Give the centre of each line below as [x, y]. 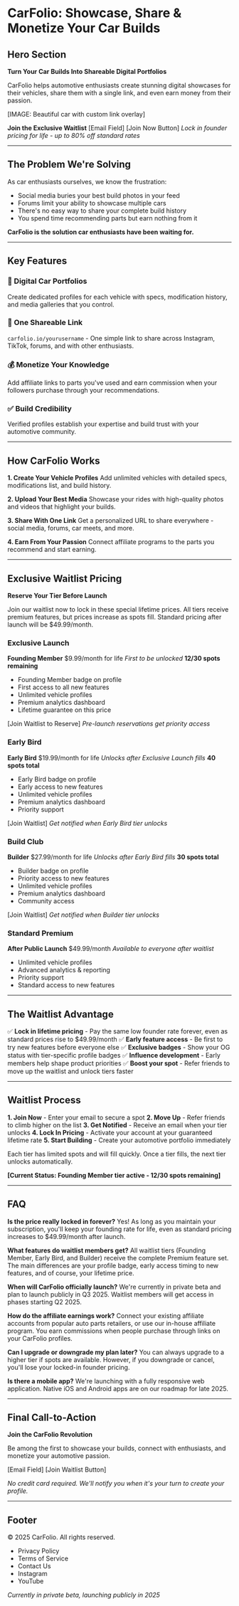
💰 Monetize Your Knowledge [58, 364]
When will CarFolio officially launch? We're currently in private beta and [114, 1287]
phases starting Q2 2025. [44, 1302]
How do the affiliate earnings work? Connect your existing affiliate [106, 1315]
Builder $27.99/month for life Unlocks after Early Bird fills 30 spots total [113, 857]
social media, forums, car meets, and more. [71, 528]
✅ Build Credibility [40, 409]
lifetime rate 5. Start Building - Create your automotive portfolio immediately [119, 1140]
